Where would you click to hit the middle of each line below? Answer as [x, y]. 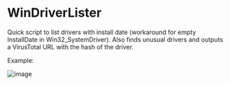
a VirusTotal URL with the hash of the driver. [71, 47]
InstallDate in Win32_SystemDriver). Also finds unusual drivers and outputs [115, 39]
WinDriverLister [55, 13]
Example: [21, 60]
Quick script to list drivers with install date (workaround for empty [102, 32]
